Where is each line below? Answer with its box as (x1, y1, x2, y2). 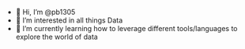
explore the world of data (15, 32, 99, 41)
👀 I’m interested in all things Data (15, 16, 123, 25)
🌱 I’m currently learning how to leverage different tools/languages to (15, 24, 239, 33)
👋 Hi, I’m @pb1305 (15, 8, 76, 16)
